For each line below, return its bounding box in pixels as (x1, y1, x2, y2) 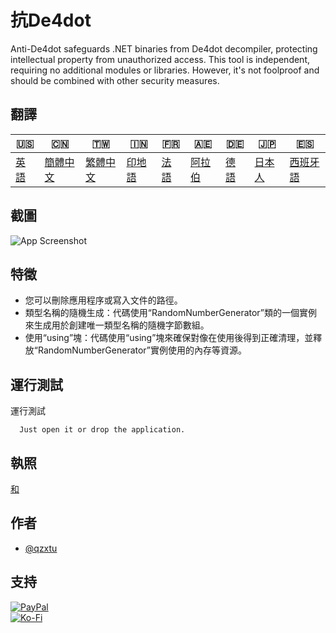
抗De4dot (10, 9, 92, 32)
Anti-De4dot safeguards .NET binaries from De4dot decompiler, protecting (10, 42, 318, 55)
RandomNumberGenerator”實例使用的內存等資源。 (37, 344, 248, 356)
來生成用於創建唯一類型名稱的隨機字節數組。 (24, 319, 210, 331)
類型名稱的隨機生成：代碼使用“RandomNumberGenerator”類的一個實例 (24, 307, 318, 319)
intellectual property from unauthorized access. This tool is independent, (10, 53, 311, 65)
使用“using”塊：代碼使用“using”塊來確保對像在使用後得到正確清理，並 (24, 332, 314, 344)
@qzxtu (24, 542, 58, 554)
